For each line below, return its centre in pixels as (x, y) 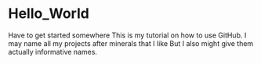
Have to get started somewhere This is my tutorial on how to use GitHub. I (127, 35)
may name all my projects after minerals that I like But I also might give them (131, 43)
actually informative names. (53, 52)
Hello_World (49, 14)
